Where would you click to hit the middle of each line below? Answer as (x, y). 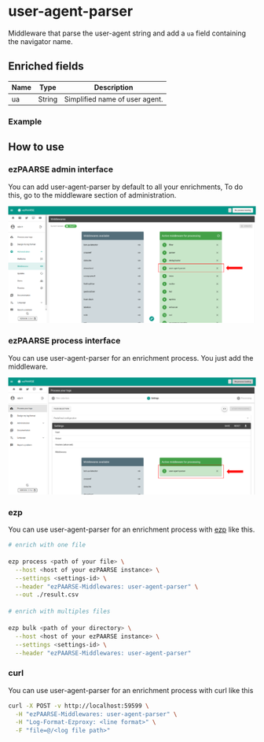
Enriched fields (46, 67)
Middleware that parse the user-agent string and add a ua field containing (127, 33)
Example (25, 121)
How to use (36, 147)
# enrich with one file (47, 545)
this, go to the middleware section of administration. (92, 195)
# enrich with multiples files (59, 612)
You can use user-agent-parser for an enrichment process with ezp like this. (132, 529)
